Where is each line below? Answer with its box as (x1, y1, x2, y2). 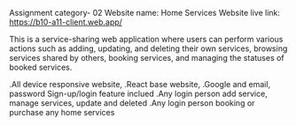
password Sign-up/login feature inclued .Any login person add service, (9, 88, 268, 99)
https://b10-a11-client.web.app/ (9, 17, 122, 27)
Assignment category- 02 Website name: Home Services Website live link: (9, 8, 281, 18)
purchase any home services (9, 107, 115, 117)
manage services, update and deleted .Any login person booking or (9, 98, 255, 108)
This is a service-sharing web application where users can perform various (9, 34, 284, 44)
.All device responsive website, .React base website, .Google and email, (9, 79, 271, 89)
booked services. (9, 62, 73, 72)
